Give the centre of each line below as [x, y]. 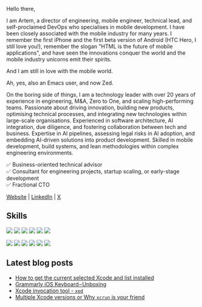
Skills [17, 216]
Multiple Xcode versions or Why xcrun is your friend [80, 297]
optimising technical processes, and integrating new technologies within [96, 114]
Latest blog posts [40, 263]
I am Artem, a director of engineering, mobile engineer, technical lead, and [99, 20]
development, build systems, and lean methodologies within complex [93, 146]
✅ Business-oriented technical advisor [55, 164]
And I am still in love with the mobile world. [60, 71]
